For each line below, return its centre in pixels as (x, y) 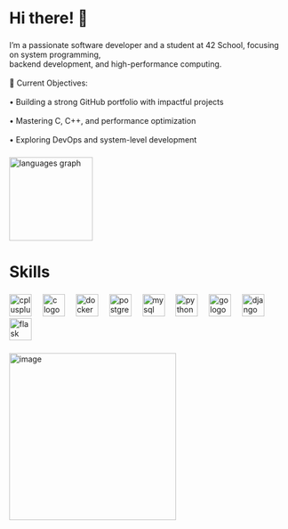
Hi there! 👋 (49, 18)
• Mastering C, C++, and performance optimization (103, 121)
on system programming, (55, 55)
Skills (30, 272)
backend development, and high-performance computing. (116, 64)
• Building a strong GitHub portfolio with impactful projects (116, 102)
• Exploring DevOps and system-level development (103, 140)
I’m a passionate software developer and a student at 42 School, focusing (144, 45)
